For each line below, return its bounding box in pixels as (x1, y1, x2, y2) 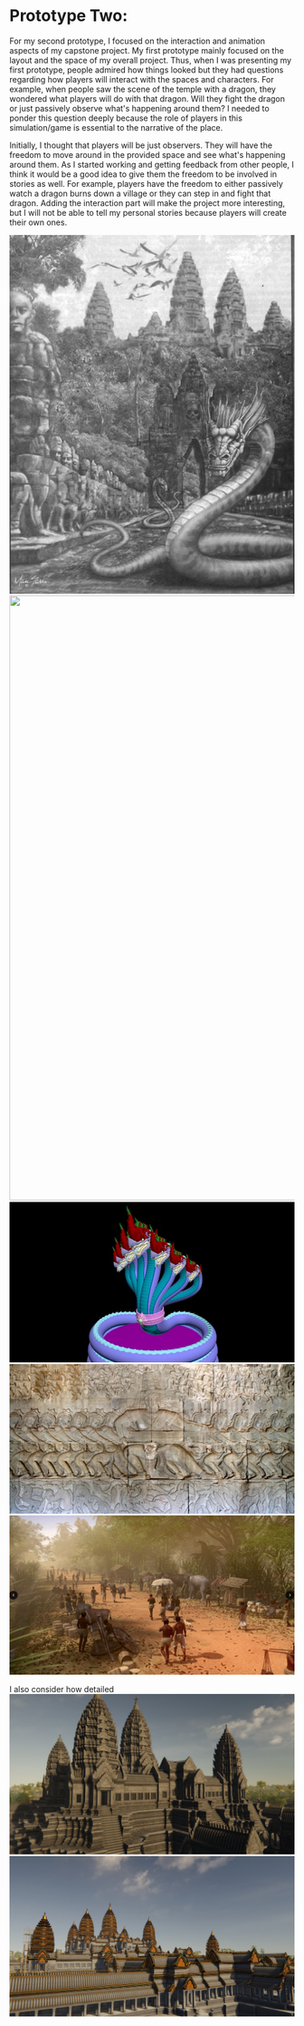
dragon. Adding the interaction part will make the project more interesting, (9, 197, 286, 209)
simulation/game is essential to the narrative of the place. (9, 122, 223, 132)
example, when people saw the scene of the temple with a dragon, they (9, 83, 276, 94)
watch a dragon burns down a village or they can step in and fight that (9, 188, 271, 199)
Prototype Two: (9, 5, 128, 26)
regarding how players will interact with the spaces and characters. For (9, 73, 274, 84)
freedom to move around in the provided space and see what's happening (9, 149, 286, 160)
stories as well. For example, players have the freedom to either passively (9, 178, 283, 189)
